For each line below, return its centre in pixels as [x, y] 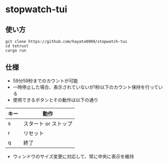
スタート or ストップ [48, 124]
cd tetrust [17, 46]
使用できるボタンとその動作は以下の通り [55, 100]
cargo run [16, 51]
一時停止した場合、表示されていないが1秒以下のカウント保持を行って [86, 87]
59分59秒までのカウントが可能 [45, 81]
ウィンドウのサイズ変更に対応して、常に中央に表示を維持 [73, 156]
